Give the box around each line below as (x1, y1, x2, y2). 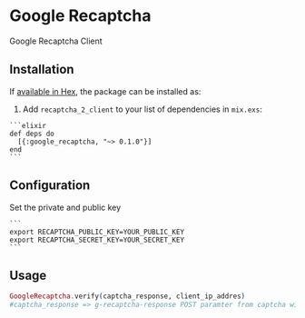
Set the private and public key (9, 202, 122, 213)
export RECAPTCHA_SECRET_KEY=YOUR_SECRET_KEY (9, 235, 184, 244)
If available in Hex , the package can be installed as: (9, 85, 202, 96)
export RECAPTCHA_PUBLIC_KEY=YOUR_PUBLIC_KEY (9, 227, 184, 236)
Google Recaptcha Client (9, 35, 103, 46)
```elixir (9, 121, 47, 130)
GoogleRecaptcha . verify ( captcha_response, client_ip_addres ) (9, 292, 246, 301)
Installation (9, 62, 74, 77)
